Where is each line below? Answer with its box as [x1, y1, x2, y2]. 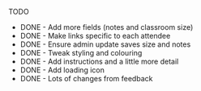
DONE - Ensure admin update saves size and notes [19, 39, 191, 49]
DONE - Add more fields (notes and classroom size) [19, 23, 194, 31]
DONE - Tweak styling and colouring [19, 48, 143, 57]
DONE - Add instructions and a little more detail [19, 56, 179, 66]
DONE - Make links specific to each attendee [19, 31, 171, 40]
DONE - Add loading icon [19, 65, 105, 75]
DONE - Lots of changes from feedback [19, 74, 153, 83]
